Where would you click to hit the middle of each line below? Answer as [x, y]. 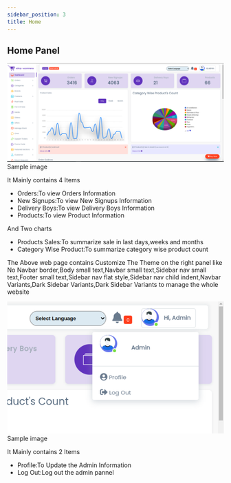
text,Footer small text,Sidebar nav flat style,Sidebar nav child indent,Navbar [114, 277]
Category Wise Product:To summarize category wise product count [112, 249]
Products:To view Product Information [71, 215]
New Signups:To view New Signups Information [85, 200]
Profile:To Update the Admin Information [74, 465]
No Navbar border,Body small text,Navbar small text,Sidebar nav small [107, 270]
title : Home [24, 22]
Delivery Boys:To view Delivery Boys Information [86, 208]
